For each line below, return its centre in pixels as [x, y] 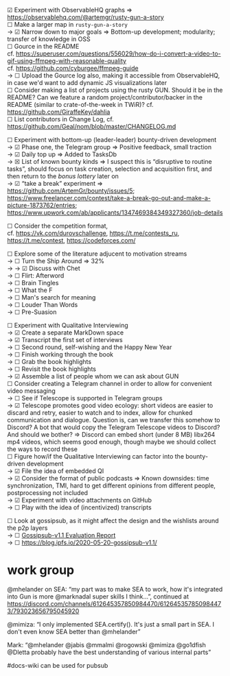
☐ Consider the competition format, [58, 226]
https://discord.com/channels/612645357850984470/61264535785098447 [114, 603]
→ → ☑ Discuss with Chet [44, 268]
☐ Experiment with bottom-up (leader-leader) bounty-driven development [112, 140]
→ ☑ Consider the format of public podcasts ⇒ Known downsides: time [108, 478]
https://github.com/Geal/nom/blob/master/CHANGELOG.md [92, 126]
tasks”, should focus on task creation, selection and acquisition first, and [110, 169]
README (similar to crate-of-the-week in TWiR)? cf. [80, 105]
